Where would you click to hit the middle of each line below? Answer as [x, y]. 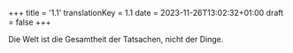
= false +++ [30, 22]
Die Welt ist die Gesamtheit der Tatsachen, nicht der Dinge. [116, 39]
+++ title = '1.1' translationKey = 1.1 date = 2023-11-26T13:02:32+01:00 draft [146, 13]
